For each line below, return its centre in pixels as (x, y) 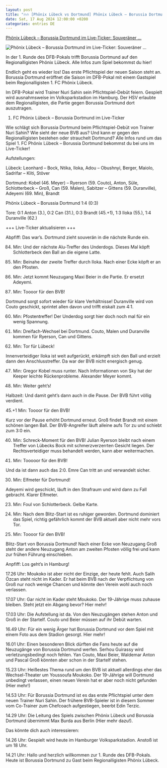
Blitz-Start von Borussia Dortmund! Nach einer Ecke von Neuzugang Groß (81, 544)
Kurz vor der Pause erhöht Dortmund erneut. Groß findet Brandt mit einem (82, 420)
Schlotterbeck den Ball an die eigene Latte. (57, 253)
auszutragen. (19, 108)
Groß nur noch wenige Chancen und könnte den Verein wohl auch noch (79, 584)
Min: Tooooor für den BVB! (40, 461)
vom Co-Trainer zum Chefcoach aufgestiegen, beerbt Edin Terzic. (73, 706)
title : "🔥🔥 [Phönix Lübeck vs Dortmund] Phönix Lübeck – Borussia (76, 14)
